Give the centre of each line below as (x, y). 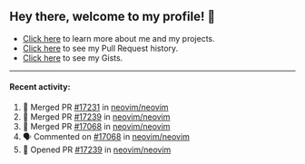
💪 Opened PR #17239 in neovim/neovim (97, 150)
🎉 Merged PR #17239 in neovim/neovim (96, 117)
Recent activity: (40, 87)
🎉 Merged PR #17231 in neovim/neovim (96, 107)
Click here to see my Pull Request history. (100, 48)
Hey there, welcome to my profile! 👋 (113, 17)
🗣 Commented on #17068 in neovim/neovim (106, 137)
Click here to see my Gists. (73, 58)
